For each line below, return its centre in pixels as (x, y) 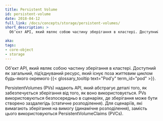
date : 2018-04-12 (23, 18)
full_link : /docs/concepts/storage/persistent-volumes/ (63, 23)
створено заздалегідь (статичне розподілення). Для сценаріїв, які (74, 103)
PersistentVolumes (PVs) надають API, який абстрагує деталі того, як (76, 88)
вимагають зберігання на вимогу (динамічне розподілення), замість (76, 108)
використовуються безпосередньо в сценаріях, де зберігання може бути (81, 98)
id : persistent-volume (28, 14)
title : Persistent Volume (31, 9)
